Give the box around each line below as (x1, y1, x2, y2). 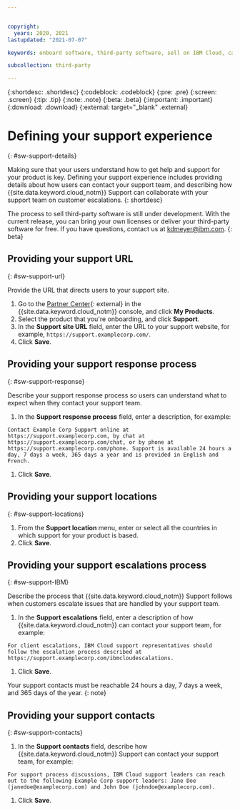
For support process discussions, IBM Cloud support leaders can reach (7, 771, 225, 779)
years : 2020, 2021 (14, 29, 69, 36)
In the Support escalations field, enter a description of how (17, 613, 194, 622)
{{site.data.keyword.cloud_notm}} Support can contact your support (17, 750, 219, 759)
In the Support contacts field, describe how (17, 742, 148, 751)
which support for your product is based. (17, 531, 139, 540)
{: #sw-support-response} (7, 377, 85, 385)
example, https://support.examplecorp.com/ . (17, 330, 151, 338)
